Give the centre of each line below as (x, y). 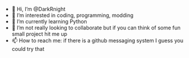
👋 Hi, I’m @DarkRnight (39, 9)
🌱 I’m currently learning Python (49, 21)
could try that (28, 49)
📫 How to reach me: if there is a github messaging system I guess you (97, 40)
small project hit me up (39, 34)
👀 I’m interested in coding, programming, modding (72, 15)
